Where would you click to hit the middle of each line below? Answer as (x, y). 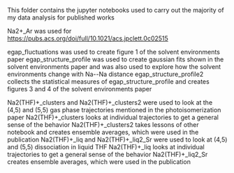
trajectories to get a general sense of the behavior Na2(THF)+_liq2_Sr (108, 154)
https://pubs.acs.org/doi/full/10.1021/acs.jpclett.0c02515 (88, 38)
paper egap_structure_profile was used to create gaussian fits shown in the (116, 59)
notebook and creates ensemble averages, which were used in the (103, 132)
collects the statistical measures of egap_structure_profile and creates (108, 82)
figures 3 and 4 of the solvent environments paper (80, 89)
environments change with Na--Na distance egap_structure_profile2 (105, 74)
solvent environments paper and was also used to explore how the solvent (114, 67)
